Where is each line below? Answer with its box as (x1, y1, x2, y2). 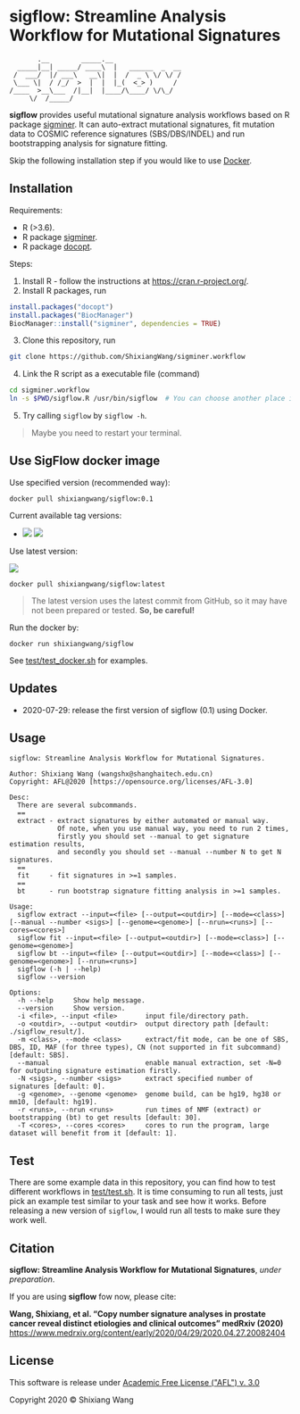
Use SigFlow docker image (9, 453, 161, 469)
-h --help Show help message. (17, 996, 146, 1005)
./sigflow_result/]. (9, 1027, 87, 1036)
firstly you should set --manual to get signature (56, 832, 250, 841)
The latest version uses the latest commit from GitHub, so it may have (30, 595, 287, 606)
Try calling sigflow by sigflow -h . (21, 411, 147, 420)
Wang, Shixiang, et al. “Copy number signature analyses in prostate (9, 1309, 266, 1319)
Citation (9, 1241, 55, 1256)
